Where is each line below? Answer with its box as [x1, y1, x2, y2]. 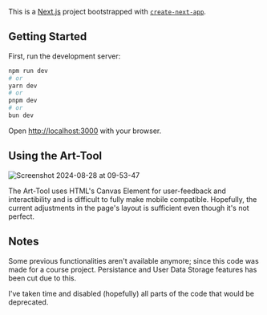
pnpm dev [8, 96, 38, 105]
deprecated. [8, 297, 49, 307]
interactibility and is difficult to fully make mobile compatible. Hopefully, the [8, 194, 257, 204]
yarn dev [8, 82, 38, 90]
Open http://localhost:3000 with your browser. [8, 126, 162, 135]
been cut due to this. [8, 273, 77, 283]
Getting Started [8, 30, 87, 43]
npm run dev [8, 67, 48, 75]
